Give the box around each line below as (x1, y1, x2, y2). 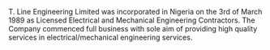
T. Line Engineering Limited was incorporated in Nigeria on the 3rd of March (8, 7, 263, 16)
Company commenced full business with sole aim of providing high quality (8, 24, 258, 33)
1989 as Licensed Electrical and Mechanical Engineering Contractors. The (8, 15, 255, 25)
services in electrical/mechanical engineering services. (8, 32, 193, 42)
